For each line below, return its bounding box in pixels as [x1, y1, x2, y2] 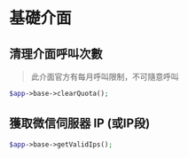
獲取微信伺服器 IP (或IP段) [9, 116, 151, 131]
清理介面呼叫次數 [9, 46, 103, 61]
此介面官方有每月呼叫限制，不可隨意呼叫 [30, 72, 179, 82]
